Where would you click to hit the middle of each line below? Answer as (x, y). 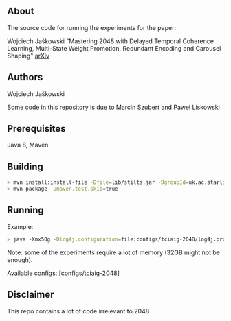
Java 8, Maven (28, 145)
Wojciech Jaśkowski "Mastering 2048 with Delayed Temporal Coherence (111, 41)
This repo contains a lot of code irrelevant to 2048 (78, 311)
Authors (25, 77)
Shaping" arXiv (29, 56)
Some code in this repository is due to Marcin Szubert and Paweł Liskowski (113, 107)
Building (25, 166)
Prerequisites (36, 129)
